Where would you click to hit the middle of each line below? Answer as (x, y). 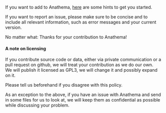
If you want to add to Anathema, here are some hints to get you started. (79, 7)
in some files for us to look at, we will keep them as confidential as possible (83, 100)
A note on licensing (26, 48)
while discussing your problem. (37, 105)
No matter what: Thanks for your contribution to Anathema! (66, 37)
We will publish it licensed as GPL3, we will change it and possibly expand (81, 70)
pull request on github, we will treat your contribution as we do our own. (79, 65)
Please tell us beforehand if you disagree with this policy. (64, 85)
